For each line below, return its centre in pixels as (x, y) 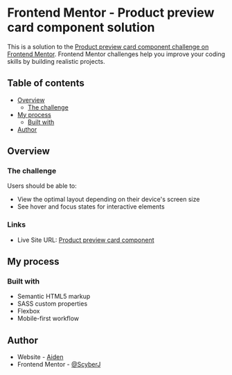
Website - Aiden (40, 357)
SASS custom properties (52, 304)
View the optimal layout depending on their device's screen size (108, 200)
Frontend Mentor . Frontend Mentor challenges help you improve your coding (116, 54)
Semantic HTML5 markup (54, 297)
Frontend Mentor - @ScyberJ (59, 365)
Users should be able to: (42, 186)
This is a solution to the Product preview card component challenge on (108, 46)
